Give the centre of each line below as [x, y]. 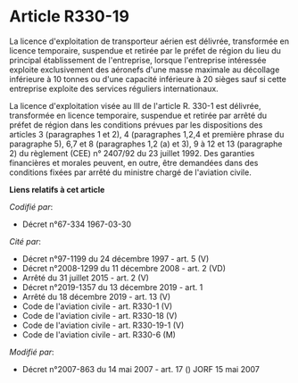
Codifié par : [31, 206]
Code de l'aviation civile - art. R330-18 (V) [99, 315]
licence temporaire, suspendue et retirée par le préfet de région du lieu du [145, 50]
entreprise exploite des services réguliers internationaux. [114, 88]
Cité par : [25, 241]
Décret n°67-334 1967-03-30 [77, 224]
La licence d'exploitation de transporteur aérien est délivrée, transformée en [149, 41]
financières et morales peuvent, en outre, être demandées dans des [134, 162]
